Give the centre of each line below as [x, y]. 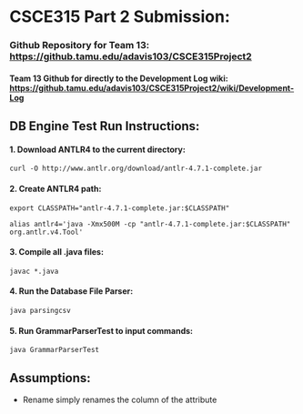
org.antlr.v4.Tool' [46, 232]
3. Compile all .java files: [57, 252]
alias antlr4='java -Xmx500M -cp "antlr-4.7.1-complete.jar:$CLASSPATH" [150, 224]
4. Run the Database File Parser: [71, 291]
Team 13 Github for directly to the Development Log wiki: [119, 78]
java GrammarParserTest [55, 350]
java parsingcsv [40, 310]
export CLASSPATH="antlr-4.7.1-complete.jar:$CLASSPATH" [120, 208]
